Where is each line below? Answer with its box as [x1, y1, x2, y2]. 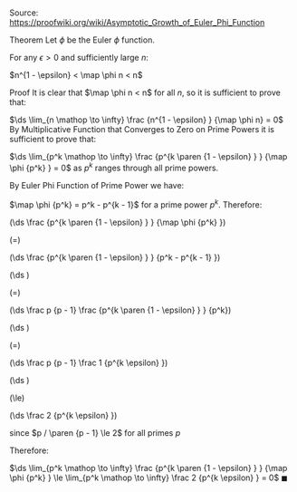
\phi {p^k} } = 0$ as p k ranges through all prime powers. [9, 161, 219, 173]
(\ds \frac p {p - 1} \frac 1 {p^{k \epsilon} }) [9, 357, 168, 368]
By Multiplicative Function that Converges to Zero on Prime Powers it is [9, 124, 274, 135]
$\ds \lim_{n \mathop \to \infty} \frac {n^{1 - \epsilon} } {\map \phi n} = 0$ [9, 114, 283, 125]
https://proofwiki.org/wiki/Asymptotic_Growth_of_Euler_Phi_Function [9, 17, 265, 28]
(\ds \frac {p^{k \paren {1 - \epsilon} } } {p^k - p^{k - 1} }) [9, 252, 221, 263]
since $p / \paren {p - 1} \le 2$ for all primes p [9, 427, 181, 438]
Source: [9, 7, 39, 18]
